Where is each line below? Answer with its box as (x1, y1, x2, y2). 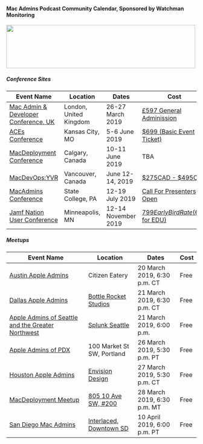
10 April (137, 413, 161, 422)
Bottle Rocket (88, 293, 126, 301)
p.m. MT (137, 403, 161, 411)
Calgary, (64, 148, 89, 157)
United (64, 110, 83, 119)
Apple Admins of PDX (9, 346, 71, 354)
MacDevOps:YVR (9, 174, 59, 182)
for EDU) (141, 216, 167, 224)
